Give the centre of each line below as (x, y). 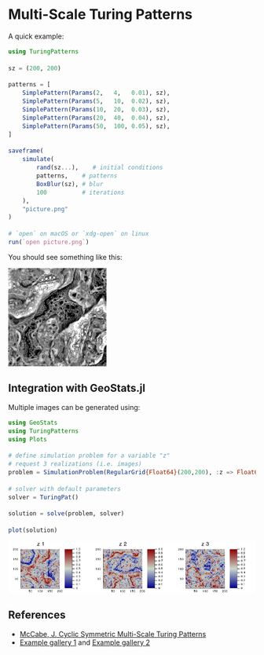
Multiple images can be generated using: (74, 407)
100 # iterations (81, 192)
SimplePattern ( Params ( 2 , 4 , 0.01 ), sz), (96, 93)
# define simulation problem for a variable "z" (89, 456)
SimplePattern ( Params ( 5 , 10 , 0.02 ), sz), (96, 101)
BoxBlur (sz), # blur (70, 184)
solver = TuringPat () (44, 497)
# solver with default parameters (65, 489)
